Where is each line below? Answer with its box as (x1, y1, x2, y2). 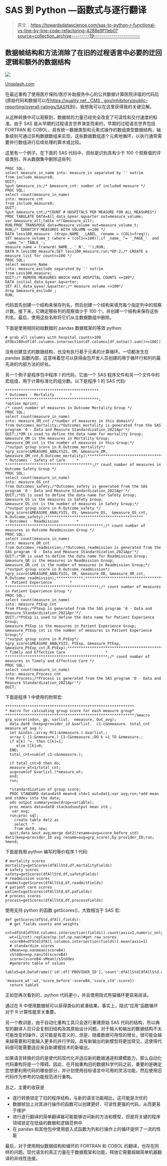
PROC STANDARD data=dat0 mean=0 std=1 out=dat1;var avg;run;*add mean (9, 791, 159, 796)
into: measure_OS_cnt (5, 479, 50, 484)
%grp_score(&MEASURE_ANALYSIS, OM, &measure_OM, (5, 449, 108, 454)
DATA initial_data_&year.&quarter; (5, 279, 79, 284)
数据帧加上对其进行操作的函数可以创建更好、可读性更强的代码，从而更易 (12, 1101, 161, 1107)
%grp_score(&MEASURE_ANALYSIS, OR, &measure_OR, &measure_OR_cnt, (5, 571, 146, 576)
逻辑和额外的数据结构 (5, 58, 71, 66)
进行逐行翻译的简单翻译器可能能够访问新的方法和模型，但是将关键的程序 (12, 1113, 161, 1120)
